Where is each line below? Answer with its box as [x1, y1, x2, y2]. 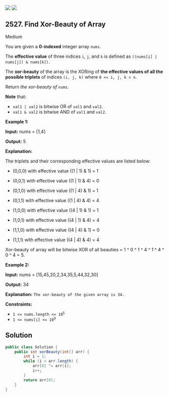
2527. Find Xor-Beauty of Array [5, 20, 106, 29]
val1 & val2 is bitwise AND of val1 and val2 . [12, 109, 107, 115]
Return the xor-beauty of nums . [5, 84, 69, 90]
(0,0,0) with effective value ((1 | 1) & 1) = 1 [12, 168, 99, 174]
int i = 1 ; [23, 354, 47, 359]
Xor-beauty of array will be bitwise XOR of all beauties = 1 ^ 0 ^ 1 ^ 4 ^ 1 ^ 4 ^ [5, 246, 164, 252]
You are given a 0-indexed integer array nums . [5, 43, 102, 49]
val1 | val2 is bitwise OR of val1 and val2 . [12, 103, 103, 109]
